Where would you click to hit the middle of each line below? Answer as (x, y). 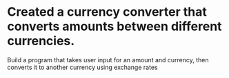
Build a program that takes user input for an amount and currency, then (108, 60)
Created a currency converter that (107, 12)
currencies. (41, 41)
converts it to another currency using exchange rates (82, 67)
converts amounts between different (114, 26)
